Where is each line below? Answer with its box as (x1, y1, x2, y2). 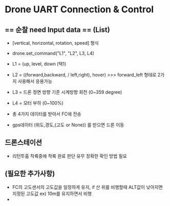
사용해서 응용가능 (17, 78, 52, 84)
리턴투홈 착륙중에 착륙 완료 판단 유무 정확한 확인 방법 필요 (12, 153, 128, 159)
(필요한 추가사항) (5, 170, 55, 178)
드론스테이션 (5, 138, 42, 147)
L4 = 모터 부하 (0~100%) (12, 100, 63, 106)
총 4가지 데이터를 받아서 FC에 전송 (12, 111, 81, 117)
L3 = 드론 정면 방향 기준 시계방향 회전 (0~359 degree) (12, 89, 122, 95)
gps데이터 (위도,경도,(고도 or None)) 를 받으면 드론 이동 (12, 122, 124, 128)
